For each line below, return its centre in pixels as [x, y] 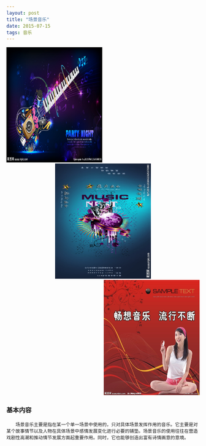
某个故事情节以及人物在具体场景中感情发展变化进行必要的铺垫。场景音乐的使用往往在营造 [102, 431]
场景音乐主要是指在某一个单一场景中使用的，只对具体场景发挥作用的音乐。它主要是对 [106, 424]
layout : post [23, 13]
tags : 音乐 [19, 33]
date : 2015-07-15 [29, 26]
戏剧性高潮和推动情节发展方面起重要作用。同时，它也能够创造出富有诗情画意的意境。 [97, 437]
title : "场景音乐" [28, 19]
